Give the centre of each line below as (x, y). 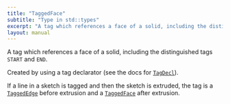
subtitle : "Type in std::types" (53, 20)
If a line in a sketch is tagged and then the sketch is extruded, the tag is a (110, 86)
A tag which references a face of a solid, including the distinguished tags (110, 52)
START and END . (27, 60)
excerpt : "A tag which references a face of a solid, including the (107, 26)
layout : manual (29, 32)
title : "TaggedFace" (37, 13)
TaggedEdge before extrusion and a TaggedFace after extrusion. (93, 93)
